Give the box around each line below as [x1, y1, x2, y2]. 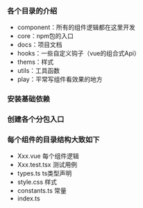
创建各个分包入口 [7, 114, 65, 124]
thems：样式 [17, 58, 54, 67]
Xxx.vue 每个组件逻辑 [17, 152, 79, 160]
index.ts [17, 194, 40, 202]
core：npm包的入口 [17, 32, 74, 40]
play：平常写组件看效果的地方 [17, 75, 103, 84]
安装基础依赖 [7, 94, 51, 104]
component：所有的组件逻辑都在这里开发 [17, 23, 135, 32]
